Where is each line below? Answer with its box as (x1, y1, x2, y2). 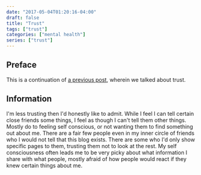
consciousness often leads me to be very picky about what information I (6, 149, 188, 156)
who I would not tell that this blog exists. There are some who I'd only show (6, 135, 196, 143)
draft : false (6, 15, 40, 21)
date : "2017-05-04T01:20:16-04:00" (6, 9, 97, 15)
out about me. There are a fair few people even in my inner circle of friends (6, 129, 195, 137)
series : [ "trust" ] (6, 37, 53, 43)
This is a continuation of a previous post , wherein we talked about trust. (6, 76, 186, 83)
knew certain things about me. (6, 162, 83, 169)
